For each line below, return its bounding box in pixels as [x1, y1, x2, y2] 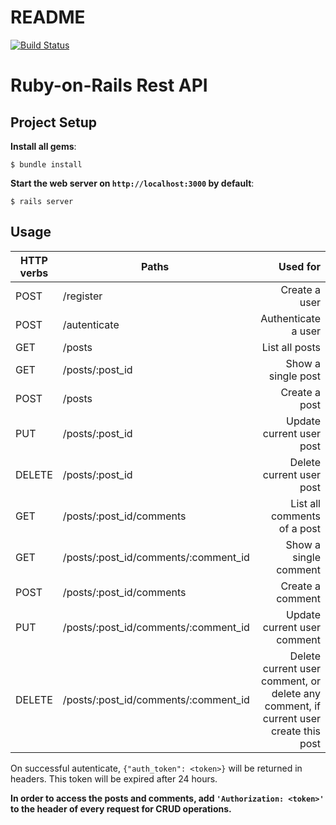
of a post [278, 521, 321, 535]
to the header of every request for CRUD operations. [10, 802, 232, 815]
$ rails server [10, 196, 74, 206]
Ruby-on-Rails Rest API [10, 74, 208, 97]
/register [62, 289, 103, 303]
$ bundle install [10, 159, 83, 170]
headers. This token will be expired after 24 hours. [10, 772, 218, 785]
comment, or [261, 674, 321, 688]
